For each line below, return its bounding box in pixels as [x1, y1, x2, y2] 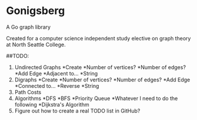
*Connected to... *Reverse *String [14, 82, 99, 89]
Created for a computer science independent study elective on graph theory [6, 35, 191, 42]
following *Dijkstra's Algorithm [14, 101, 89, 108]
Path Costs [14, 88, 42, 95]
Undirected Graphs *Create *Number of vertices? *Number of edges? [14, 63, 186, 71]
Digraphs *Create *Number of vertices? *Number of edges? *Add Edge [14, 76, 191, 83]
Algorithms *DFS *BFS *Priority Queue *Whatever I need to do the [14, 95, 178, 102]
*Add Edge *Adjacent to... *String [14, 70, 98, 77]
